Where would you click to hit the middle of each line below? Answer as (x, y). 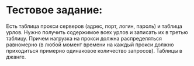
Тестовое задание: (54, 10)
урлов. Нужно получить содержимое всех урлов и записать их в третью (97, 32)
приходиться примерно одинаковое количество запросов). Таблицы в (94, 50)
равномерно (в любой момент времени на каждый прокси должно (90, 45)
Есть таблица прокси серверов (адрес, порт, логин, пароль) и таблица (94, 26)
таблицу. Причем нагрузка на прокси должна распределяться (84, 38)
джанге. (16, 57)
